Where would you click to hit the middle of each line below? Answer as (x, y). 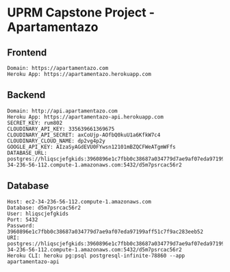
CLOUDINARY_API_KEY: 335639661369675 (61, 129)
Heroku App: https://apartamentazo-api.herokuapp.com (86, 117)
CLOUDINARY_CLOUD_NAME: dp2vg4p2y (56, 141)
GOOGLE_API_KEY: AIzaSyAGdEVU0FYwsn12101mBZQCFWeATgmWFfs (91, 147)
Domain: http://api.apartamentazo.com (62, 111)
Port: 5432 (23, 220)
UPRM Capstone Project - (81, 13)
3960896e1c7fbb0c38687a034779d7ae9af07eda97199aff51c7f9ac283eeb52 (105, 232)
